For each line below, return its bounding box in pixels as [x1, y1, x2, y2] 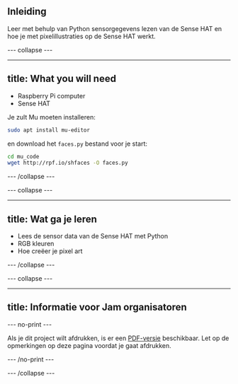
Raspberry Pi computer [17, 91, 86, 100]
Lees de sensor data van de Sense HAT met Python [17, 232, 169, 240]
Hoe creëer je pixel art [17, 247, 83, 255]
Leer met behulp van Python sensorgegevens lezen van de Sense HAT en [7, 24, 222, 33]
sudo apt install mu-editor [7, 127, 91, 134]
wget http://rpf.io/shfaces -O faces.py [7, 159, 129, 167]
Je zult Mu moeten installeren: [7, 112, 96, 121]
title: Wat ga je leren [7, 213, 98, 225]
